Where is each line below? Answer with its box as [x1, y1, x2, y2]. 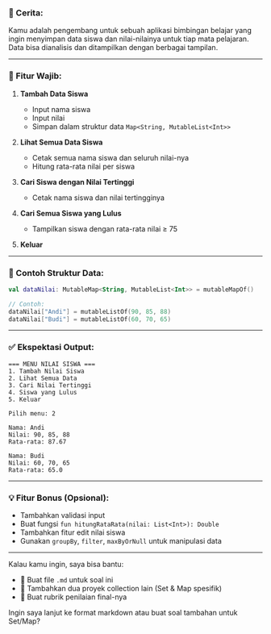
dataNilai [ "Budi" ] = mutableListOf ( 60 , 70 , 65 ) [8, 315, 172, 323]
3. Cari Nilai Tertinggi [8, 381, 92, 390]
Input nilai [31, 113, 65, 123]
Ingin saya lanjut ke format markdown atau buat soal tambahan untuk [8, 607, 238, 617]
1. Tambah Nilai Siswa [8, 367, 85, 375]
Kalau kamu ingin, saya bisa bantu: [8, 559, 124, 569]
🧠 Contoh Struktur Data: [8, 267, 104, 278]
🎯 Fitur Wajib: [8, 70, 62, 81]
